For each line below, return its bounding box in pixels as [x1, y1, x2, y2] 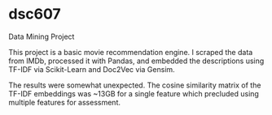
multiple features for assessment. [8, 97, 121, 107]
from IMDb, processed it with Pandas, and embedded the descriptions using [8, 56, 265, 66]
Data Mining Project [8, 32, 75, 41]
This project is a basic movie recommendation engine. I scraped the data [8, 47, 253, 57]
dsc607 [8, 5, 61, 23]
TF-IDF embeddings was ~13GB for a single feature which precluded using [8, 88, 259, 98]
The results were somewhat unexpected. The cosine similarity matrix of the [8, 80, 261, 90]
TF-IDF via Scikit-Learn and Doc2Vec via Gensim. [8, 64, 175, 74]
